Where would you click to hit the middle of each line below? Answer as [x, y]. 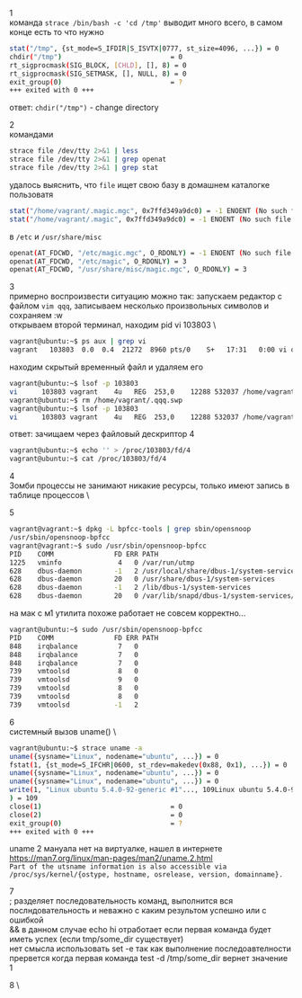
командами [31, 135]
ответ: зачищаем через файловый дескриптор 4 [102, 434]
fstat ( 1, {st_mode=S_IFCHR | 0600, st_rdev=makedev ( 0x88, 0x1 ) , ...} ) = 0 [148, 765]
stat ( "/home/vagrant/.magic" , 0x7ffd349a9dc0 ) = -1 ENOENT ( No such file [151, 219]
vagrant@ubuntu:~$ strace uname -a [76, 748]
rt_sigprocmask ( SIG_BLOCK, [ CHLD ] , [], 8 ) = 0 [98, 65]
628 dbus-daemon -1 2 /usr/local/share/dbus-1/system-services [154, 571]
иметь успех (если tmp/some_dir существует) [97, 940]
